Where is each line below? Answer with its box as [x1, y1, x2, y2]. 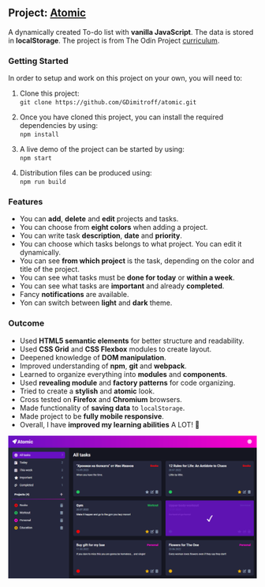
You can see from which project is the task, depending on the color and [19, 256, 255, 265]
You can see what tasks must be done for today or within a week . [19, 273, 235, 283]
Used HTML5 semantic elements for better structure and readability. [19, 336, 244, 345]
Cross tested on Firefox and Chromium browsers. [19, 394, 183, 404]
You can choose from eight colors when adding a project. [19, 223, 208, 232]
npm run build [19, 178, 66, 186]
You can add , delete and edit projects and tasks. [19, 214, 179, 224]
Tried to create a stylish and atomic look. [19, 386, 155, 396]
